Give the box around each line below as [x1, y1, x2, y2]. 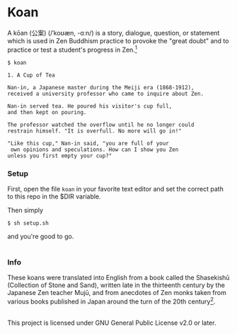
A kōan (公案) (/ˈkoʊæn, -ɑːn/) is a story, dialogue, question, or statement [7, 28, 220, 37]
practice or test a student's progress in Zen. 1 [7, 44, 138, 54]
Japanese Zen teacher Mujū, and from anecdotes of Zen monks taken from [7, 289, 226, 297]
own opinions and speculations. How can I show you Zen [10, 146, 179, 153]
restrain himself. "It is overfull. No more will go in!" [7, 127, 182, 135]
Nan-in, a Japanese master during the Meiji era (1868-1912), [7, 84, 195, 91]
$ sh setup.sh [7, 219, 50, 227]
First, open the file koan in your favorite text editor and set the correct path [7, 184, 224, 193]
